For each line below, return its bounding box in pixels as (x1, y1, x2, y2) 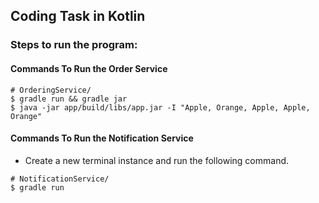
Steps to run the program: (10, 38, 138, 52)
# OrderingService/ (10, 85, 92, 95)
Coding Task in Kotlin (10, 8, 146, 25)
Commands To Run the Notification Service (10, 132, 194, 144)
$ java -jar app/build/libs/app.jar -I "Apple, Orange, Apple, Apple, (10, 102, 311, 113)
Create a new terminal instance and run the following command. (24, 154, 290, 166)
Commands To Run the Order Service (10, 62, 168, 74)
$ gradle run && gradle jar (10, 94, 128, 104)
